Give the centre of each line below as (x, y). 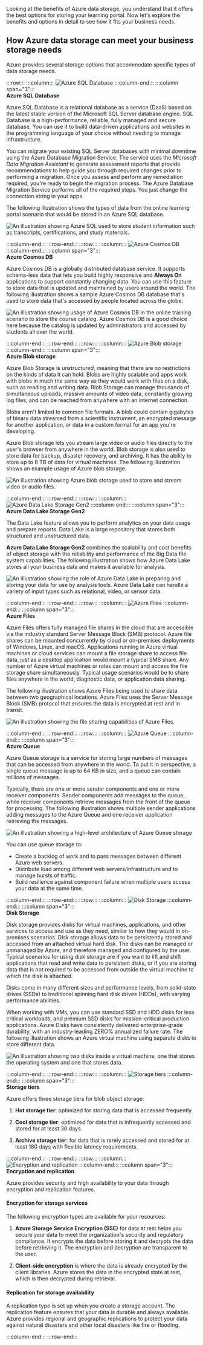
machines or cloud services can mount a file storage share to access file (97, 653)
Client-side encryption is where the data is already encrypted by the (101, 1266)
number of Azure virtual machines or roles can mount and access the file (97, 666)
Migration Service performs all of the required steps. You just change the (97, 189)
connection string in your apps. (45, 196)
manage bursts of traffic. (46, 875)
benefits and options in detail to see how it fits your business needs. (91, 21)
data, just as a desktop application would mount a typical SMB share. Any (98, 660)
